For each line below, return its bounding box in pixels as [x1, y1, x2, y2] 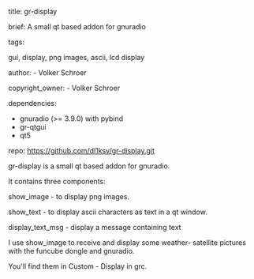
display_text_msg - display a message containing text [8, 223, 181, 232]
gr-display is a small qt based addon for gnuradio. [8, 161, 170, 171]
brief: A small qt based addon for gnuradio [8, 22, 146, 31]
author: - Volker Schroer [8, 68, 87, 77]
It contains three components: [8, 177, 106, 186]
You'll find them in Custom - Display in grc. [8, 262, 148, 271]
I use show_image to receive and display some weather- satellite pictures [8, 238, 247, 247]
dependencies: [8, 99, 57, 107]
